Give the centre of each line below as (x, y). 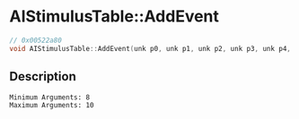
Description (43, 76)
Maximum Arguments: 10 (52, 105)
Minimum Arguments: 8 (50, 97)
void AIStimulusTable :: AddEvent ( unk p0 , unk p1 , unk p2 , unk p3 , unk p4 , (150, 48)
